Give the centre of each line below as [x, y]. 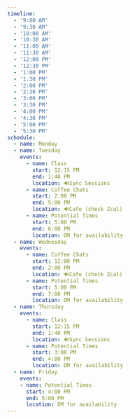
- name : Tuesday [37, 151]
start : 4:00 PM [48, 392]
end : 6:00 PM [51, 228]
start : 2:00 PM [55, 196]
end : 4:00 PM [51, 359]
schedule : [22, 137]
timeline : [22, 14]
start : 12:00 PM [56, 261]
